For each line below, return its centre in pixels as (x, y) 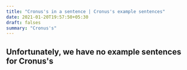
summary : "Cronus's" (32, 28)
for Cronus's (30, 61)
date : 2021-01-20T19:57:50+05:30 (47, 17)
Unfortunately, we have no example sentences (94, 51)
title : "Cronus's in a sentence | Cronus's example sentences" (86, 11)
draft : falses (24, 22)
